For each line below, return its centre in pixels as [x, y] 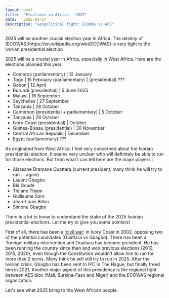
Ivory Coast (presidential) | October [50, 123]
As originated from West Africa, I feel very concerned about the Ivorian [79, 149]
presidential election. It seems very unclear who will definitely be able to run [85, 154]
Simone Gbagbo [29, 207]
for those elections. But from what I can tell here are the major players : [79, 160]
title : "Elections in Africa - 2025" [46, 15]
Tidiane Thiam [28, 191]
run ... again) [26, 175]
